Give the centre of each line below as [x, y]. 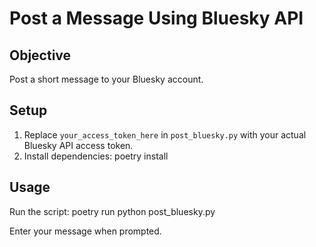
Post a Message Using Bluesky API [156, 18]
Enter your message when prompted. [85, 231]
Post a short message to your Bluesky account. [106, 79]
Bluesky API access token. [78, 145]
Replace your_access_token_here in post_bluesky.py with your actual [165, 134]
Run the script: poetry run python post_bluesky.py [112, 211]
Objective [40, 55]
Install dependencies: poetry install [96, 156]
